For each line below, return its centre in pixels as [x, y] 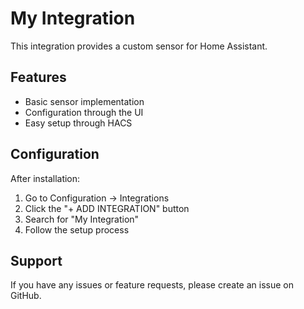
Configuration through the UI [84, 112]
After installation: [45, 178]
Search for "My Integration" [82, 219]
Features [38, 77]
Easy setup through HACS [78, 123]
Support [36, 260]
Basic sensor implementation [84, 101]
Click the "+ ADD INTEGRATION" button [107, 208]
